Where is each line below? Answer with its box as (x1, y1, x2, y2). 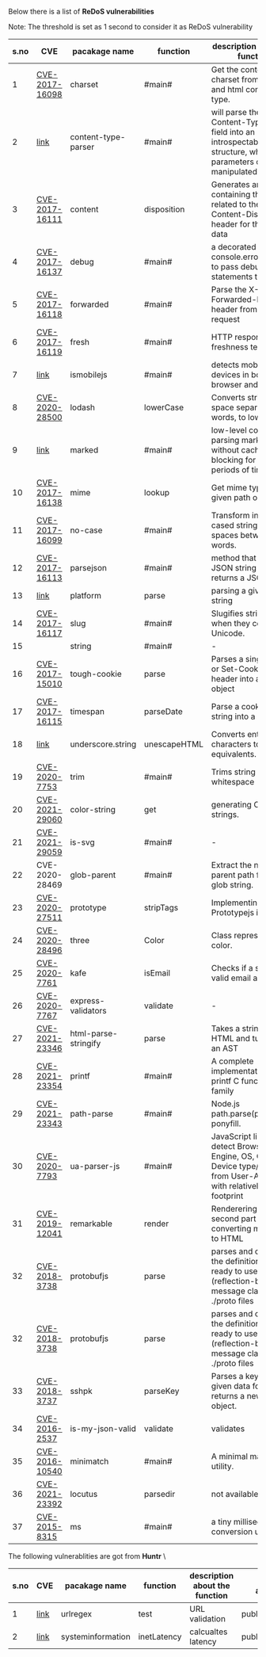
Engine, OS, (211, 1151, 255, 1162)
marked (70, 445, 99, 455)
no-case (70, 525, 103, 536)
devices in (211, 369, 249, 380)
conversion (211, 1526, 253, 1537)
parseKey (143, 1386, 180, 1396)
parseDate (143, 706, 184, 716)
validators (70, 1006, 107, 1016)
